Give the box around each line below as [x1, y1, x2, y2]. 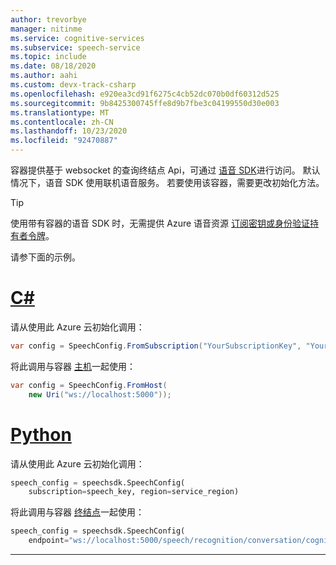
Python [10, 423, 72, 446]
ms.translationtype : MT [10, 107, 110, 118]
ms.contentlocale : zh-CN [10, 117, 114, 127]
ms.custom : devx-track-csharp [10, 80, 137, 90]
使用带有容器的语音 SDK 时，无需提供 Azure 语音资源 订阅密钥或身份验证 [10, 217, 311, 229]
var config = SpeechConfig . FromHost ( [10, 380, 168, 390]
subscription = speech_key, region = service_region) [28, 487, 240, 497]
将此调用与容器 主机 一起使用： [10, 360, 136, 372]
